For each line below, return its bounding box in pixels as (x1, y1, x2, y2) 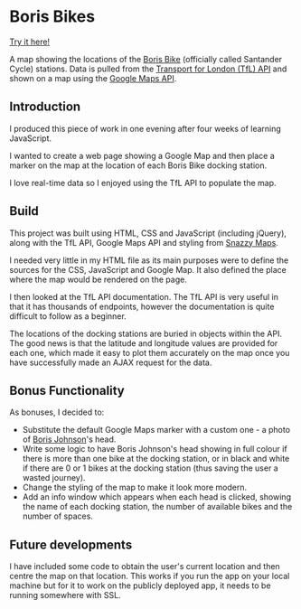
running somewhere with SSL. (9, 590, 121, 601)
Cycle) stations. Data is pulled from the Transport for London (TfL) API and (9, 63, 287, 74)
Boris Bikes (9, 6, 96, 27)
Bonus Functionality (9, 382, 125, 398)
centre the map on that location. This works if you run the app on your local (9, 571, 290, 582)
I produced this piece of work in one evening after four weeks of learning (9, 123, 282, 134)
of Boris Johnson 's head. (22, 434, 117, 445)
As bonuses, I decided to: (9, 407, 105, 417)
